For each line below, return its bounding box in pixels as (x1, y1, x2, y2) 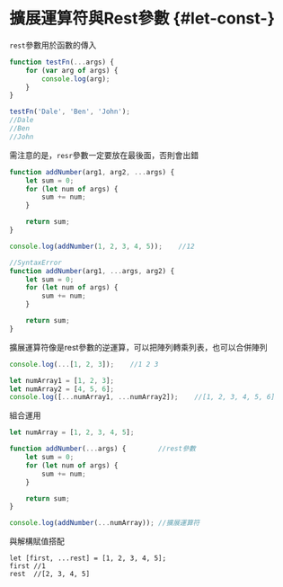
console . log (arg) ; (41, 74, 111, 84)
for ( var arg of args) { (25, 66, 119, 75)
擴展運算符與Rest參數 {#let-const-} (9, 8, 276, 29)
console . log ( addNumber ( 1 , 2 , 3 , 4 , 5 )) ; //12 (9, 242, 195, 251)
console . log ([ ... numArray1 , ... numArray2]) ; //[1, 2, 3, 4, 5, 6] (9, 393, 276, 402)
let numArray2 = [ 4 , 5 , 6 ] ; (9, 384, 115, 394)
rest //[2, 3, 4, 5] (9, 570, 91, 579)
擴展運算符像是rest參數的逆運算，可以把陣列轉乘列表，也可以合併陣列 (9, 342, 268, 352)
